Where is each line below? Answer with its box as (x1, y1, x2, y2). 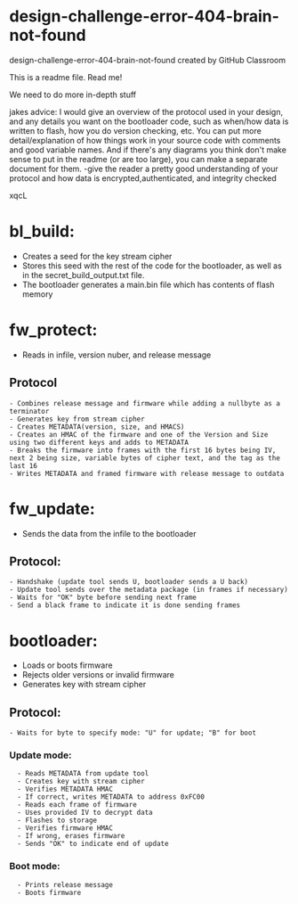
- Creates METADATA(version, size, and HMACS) (9, 422, 185, 431)
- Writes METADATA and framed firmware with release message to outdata (9, 469, 285, 478)
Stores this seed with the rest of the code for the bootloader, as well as (21, 260, 282, 271)
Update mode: (9, 749, 73, 761)
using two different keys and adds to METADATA (9, 438, 189, 447)
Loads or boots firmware (21, 660, 113, 670)
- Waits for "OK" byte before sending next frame (9, 593, 197, 603)
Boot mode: (9, 860, 60, 873)
